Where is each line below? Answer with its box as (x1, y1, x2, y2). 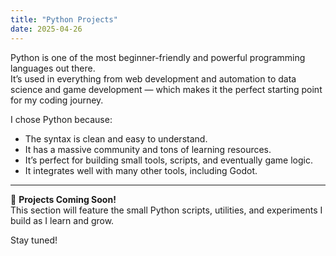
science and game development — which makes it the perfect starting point (10, 83, 323, 95)
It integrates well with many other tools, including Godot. (24, 164, 258, 176)
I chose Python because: (10, 113, 113, 125)
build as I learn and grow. (10, 214, 115, 226)
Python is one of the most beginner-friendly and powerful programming (10, 51, 306, 63)
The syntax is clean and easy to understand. (24, 132, 208, 145)
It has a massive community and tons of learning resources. (24, 143, 272, 155)
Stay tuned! (10, 234, 58, 246)
